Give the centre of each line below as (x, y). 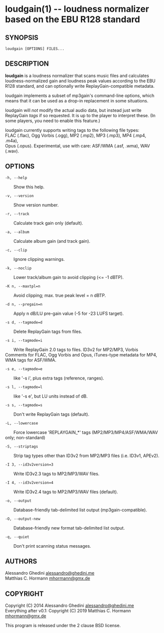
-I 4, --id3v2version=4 (29, 482)
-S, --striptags (22, 446)
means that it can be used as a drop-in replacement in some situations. (77, 101)
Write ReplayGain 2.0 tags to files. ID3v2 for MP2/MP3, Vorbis (76, 350)
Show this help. (29, 187)
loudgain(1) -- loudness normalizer (77, 9)
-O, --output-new (23, 519)
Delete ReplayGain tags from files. (48, 331)
